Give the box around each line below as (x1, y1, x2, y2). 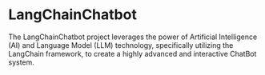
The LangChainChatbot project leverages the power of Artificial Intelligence (8, 32, 258, 41)
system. (8, 57, 34, 67)
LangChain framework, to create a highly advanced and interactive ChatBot (8, 49, 257, 58)
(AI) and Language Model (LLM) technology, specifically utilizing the (8, 40, 234, 49)
